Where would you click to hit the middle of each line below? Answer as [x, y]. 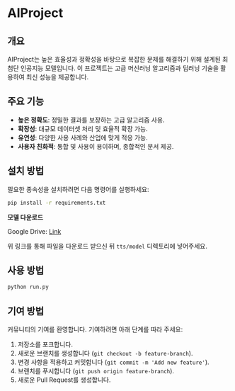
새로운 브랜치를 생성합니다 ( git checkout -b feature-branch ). [105, 353]
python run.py [28, 287]
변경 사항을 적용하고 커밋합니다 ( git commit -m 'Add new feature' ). [114, 362]
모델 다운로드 [25, 217]
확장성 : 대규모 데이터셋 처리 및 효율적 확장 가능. [83, 128]
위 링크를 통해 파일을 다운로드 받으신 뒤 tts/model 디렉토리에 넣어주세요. [107, 246]
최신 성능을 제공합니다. [57, 77]
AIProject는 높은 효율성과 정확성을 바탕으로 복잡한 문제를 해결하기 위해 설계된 [114, 59]
